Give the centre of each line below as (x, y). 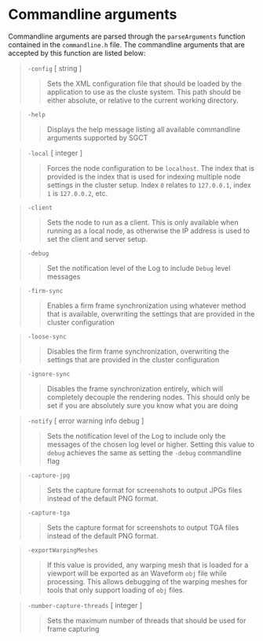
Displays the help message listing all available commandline (144, 129)
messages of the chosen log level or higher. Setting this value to (151, 444)
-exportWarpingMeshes (62, 550)
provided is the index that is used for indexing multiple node (144, 176)
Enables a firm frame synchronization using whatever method (146, 306)
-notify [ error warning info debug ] (86, 421)
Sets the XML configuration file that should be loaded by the (144, 83)
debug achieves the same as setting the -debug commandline (144, 452)
